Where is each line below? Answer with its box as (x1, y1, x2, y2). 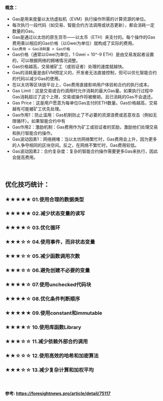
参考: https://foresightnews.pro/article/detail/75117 (5, 390, 111, 396)
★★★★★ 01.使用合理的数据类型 (5, 196, 84, 203)
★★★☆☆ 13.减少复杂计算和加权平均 (5, 366, 94, 373)
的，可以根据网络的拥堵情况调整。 (12, 58, 81, 63)
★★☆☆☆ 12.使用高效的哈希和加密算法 (5, 352, 99, 359)
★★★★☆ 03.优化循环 (5, 224, 61, 231)
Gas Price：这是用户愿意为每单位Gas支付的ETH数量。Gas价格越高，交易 (12, 100, 158, 106)
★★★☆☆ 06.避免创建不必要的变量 (5, 267, 90, 274)
